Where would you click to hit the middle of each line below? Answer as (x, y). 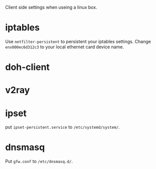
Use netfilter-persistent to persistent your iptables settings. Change (78, 41)
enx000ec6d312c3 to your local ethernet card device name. (65, 47)
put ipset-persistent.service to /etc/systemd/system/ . (63, 127)
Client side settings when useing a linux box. (51, 7)
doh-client (28, 67)
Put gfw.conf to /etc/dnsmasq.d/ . (39, 161)
